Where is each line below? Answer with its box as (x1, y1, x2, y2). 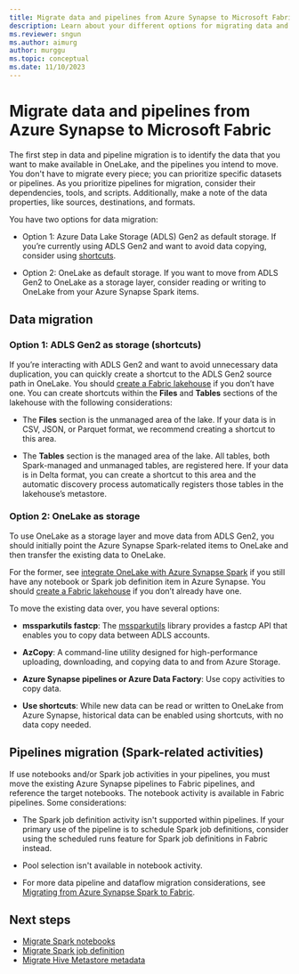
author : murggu (9, 46, 66, 55)
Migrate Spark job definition (21, 946, 125, 956)
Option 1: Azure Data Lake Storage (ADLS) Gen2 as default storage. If (21, 231, 277, 241)
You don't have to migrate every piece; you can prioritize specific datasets (9, 168, 282, 179)
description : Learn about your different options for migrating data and (9, 21, 289, 30)
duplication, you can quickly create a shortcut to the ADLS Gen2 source (9, 369, 272, 379)
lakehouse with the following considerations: (9, 397, 173, 408)
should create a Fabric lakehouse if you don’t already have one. (9, 585, 242, 597)
